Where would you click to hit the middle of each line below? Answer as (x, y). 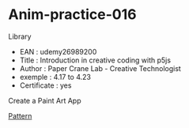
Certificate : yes (45, 85)
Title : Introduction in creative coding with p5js (95, 60)
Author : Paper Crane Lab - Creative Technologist (100, 68)
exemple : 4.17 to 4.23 (55, 77)
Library (20, 36)
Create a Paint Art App (45, 100)
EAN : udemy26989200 (58, 51)
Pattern (20, 115)
